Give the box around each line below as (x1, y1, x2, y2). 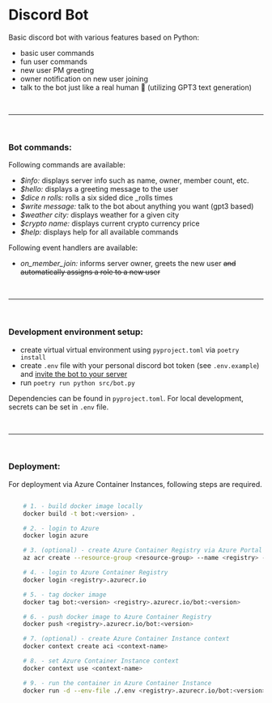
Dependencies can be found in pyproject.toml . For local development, (8, 393, 244, 403)
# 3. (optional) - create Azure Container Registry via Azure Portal (23, 546, 263, 555)
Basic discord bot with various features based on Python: (8, 32, 200, 42)
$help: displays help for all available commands (19, 227, 179, 237)
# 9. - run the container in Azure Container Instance (23, 679, 212, 687)
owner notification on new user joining (19, 74, 148, 83)
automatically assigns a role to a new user (19, 267, 160, 277)
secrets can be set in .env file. (8, 402, 109, 412)
